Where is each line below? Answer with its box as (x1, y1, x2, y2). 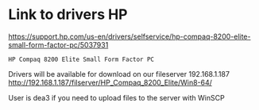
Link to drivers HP (8, 6, 129, 24)
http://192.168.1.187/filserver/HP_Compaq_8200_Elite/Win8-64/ (8, 78, 213, 87)
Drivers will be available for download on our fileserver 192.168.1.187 (8, 69, 230, 78)
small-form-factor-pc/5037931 (8, 40, 109, 49)
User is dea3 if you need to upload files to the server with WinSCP (8, 93, 225, 102)
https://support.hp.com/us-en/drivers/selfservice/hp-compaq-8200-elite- (8, 32, 251, 41)
